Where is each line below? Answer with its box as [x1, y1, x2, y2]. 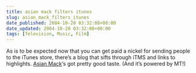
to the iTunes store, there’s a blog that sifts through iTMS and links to [6, 54, 176, 61]
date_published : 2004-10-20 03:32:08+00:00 [6, 20, 117, 26]
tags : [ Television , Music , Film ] [6, 31, 90, 37]
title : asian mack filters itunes [6, 8, 93, 15]
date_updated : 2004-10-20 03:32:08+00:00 [6, 25, 111, 32]
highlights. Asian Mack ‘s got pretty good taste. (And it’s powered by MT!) [6, 60, 186, 68]
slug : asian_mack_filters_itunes [6, 14, 90, 20]
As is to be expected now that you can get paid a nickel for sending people [6, 47, 191, 54]
